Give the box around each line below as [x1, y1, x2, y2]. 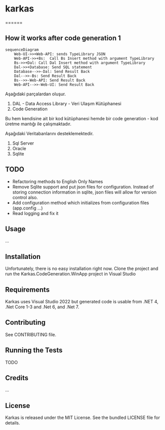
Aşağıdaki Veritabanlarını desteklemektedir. [5, 130, 94, 136]
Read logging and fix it [12, 210, 59, 216]
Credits [5, 374, 29, 382]
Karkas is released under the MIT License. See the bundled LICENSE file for [5, 415, 160, 421]
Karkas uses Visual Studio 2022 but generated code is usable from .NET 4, [5, 299, 159, 304]
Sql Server [12, 140, 34, 146]
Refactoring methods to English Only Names [12, 178, 103, 185]
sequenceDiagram [5, 47, 39, 52]
